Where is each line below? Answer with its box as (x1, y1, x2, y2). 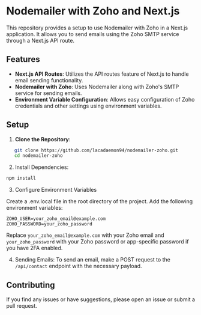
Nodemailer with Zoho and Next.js (6, 4, 180, 18)
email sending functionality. (14, 76, 83, 84)
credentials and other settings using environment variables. (14, 102, 162, 109)
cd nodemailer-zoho (14, 153, 63, 159)
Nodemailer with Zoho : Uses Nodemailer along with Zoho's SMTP (14, 83, 179, 90)
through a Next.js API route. (6, 37, 75, 44)
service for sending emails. (14, 89, 82, 97)
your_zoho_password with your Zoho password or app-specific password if (6, 238, 189, 245)
